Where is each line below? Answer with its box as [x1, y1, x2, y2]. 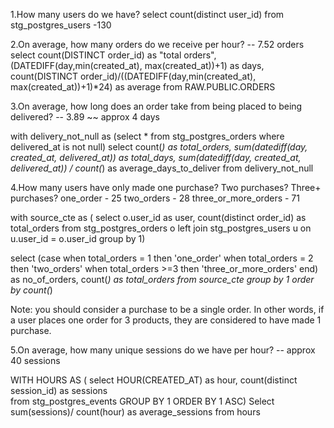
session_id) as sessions [10, 385, 108, 396]
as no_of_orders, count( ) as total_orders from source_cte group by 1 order [10, 274, 315, 285]
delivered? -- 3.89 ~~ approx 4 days [10, 111, 160, 123]
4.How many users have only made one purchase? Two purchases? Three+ [10, 182, 322, 193]
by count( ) [10, 284, 53, 296]
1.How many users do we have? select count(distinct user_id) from [10, 9, 285, 20]
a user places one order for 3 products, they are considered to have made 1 [10, 314, 322, 326]
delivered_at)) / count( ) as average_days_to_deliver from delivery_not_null [10, 162, 314, 174]
